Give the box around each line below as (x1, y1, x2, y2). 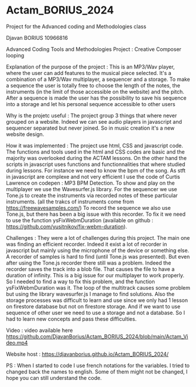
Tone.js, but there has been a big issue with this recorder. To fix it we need (6, 211, 186, 218)
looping (6, 52, 25, 59)
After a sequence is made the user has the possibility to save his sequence (6, 94, 187, 101)
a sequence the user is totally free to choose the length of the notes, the (6, 82, 180, 89)
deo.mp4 (6, 339, 28, 346)
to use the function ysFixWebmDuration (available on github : (6, 216, 153, 223)
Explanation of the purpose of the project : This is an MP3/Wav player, (6, 63, 175, 70)
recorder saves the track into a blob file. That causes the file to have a (6, 265, 175, 273)
